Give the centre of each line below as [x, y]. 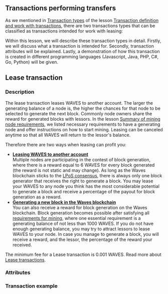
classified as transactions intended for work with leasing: [64, 31]
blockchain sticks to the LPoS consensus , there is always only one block [87, 175]
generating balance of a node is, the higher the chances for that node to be [83, 108]
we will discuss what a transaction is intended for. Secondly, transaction [79, 46]
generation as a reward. [37, 197]
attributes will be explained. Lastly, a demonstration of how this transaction [82, 51]
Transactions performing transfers [61, 8]
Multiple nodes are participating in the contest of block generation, [81, 159]
